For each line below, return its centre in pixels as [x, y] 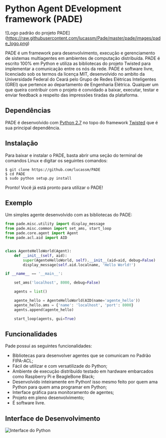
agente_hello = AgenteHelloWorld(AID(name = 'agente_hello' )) [77, 300]
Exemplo [19, 203]
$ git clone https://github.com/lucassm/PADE [53, 170]
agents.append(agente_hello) [44, 310]
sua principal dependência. [33, 128]
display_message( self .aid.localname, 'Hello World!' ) [79, 265]
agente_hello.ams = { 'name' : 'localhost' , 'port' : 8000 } [74, 305]
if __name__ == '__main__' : [34, 274]
